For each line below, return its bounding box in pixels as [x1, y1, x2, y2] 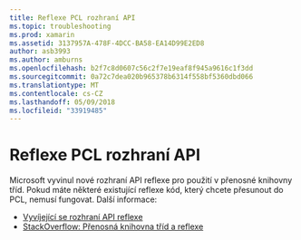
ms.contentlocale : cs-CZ [9, 89, 103, 98]
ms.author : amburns [9, 55, 83, 64]
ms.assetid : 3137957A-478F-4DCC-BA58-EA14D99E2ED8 [9, 38, 205, 48]
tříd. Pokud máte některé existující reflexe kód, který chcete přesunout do [9, 185, 284, 196]
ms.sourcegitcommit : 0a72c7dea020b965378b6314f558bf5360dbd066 [9, 72, 254, 82]
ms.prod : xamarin [9, 30, 75, 39]
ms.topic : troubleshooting [9, 22, 112, 31]
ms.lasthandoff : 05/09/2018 [9, 97, 116, 107]
